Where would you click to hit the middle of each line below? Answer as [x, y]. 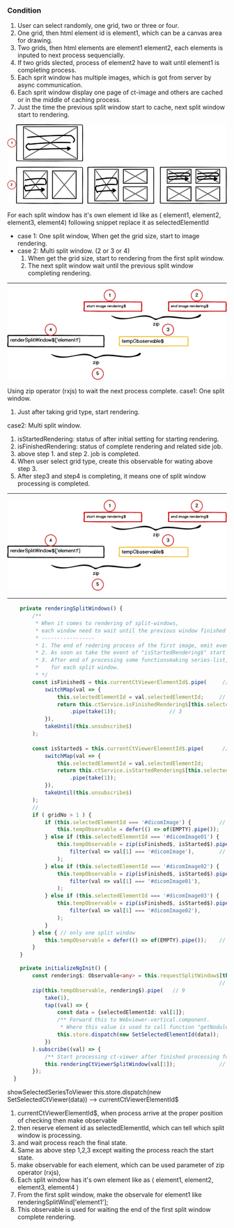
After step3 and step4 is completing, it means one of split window [112, 476]
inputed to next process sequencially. [71, 55]
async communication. [50, 85]
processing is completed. [54, 483]
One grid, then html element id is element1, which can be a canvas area [119, 33]
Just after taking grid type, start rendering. [78, 412]
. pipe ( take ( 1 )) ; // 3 [126, 712]
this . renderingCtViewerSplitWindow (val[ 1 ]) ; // [135, 1064]
